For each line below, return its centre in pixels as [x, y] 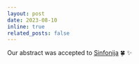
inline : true [26, 26]
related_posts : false [39, 33]
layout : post [26, 14]
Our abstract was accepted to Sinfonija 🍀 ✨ [69, 53]
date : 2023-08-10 [32, 20]
